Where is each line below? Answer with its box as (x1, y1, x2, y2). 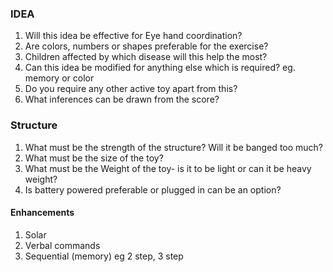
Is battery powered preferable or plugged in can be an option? (24, 183, 282, 196)
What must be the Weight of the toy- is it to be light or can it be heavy (24, 162, 312, 174)
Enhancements (10, 207, 75, 219)
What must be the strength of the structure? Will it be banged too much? (24, 141, 324, 153)
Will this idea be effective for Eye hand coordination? (24, 30, 243, 42)
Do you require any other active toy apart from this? (24, 83, 238, 95)
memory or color (24, 72, 95, 84)
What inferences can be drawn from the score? (24, 93, 220, 106)
